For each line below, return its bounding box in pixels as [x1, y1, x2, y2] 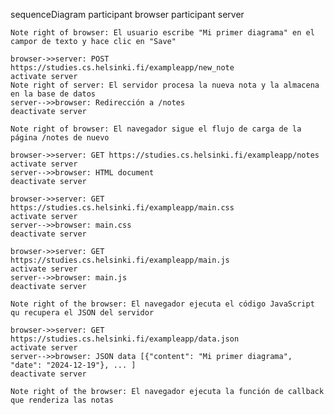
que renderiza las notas [10, 395, 114, 405]
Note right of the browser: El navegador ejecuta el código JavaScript [10, 299, 315, 309]
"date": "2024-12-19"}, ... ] [10, 360, 137, 370]
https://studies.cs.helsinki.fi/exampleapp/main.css [10, 203, 235, 213]
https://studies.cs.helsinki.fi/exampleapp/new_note [10, 63, 235, 73]
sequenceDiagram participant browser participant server [10, 9, 245, 20]
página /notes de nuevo [10, 133, 110, 143]
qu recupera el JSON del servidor [10, 308, 155, 318]
